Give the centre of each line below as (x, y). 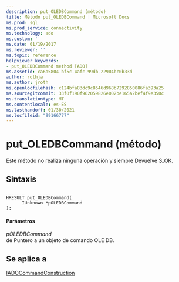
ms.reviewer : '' (26, 50)
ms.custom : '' (23, 39)
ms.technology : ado (30, 33)
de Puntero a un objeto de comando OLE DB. (60, 240)
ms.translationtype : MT (35, 99)
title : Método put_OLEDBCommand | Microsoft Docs (68, 17)
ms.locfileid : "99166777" (38, 115)
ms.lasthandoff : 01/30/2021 (40, 110)
